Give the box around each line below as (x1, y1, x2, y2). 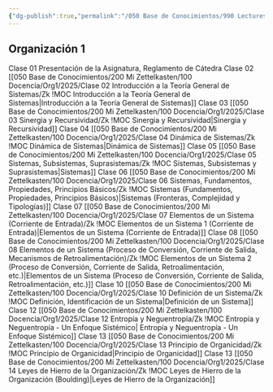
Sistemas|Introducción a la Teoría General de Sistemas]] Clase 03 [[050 (8, 98, 249, 108)
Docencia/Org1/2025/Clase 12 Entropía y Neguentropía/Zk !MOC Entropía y (8, 314, 260, 324)
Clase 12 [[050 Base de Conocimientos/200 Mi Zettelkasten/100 (8, 306, 223, 316)
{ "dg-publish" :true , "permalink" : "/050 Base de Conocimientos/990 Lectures (8, 11, 267, 20)
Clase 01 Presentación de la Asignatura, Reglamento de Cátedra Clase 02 (8, 63, 254, 73)
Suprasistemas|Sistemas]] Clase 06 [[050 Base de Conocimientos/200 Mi (8, 168, 256, 177)
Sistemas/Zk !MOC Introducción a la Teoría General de (8, 89, 191, 99)
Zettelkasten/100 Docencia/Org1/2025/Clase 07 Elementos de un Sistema (8, 211, 254, 220)
